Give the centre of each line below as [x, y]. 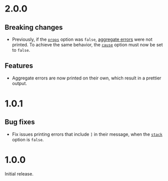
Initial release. [19, 173]
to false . [21, 50]
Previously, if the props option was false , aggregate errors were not [82, 39]
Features [19, 66]
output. [19, 83]
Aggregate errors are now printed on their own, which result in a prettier [87, 78]
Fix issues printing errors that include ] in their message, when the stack [87, 134]
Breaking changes [34, 27]
